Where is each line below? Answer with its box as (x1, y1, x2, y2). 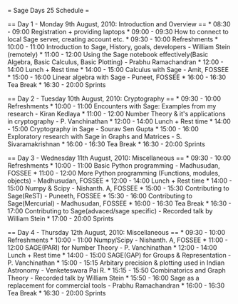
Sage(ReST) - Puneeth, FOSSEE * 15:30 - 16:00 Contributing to (7, 192, 192, 200)
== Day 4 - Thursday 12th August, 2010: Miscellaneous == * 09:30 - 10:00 (7, 228, 226, 236)
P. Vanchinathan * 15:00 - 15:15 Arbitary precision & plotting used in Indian (7, 258, 225, 267)
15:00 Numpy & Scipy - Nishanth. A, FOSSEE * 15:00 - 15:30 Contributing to (7, 184, 229, 192)
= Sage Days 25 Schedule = (7, 6, 90, 14)
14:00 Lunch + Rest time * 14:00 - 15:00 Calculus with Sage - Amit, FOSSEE (7, 66, 229, 74)
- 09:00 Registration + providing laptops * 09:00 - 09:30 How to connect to (7, 28, 229, 36)
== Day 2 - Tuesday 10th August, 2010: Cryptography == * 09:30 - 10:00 (7, 94, 222, 103)
